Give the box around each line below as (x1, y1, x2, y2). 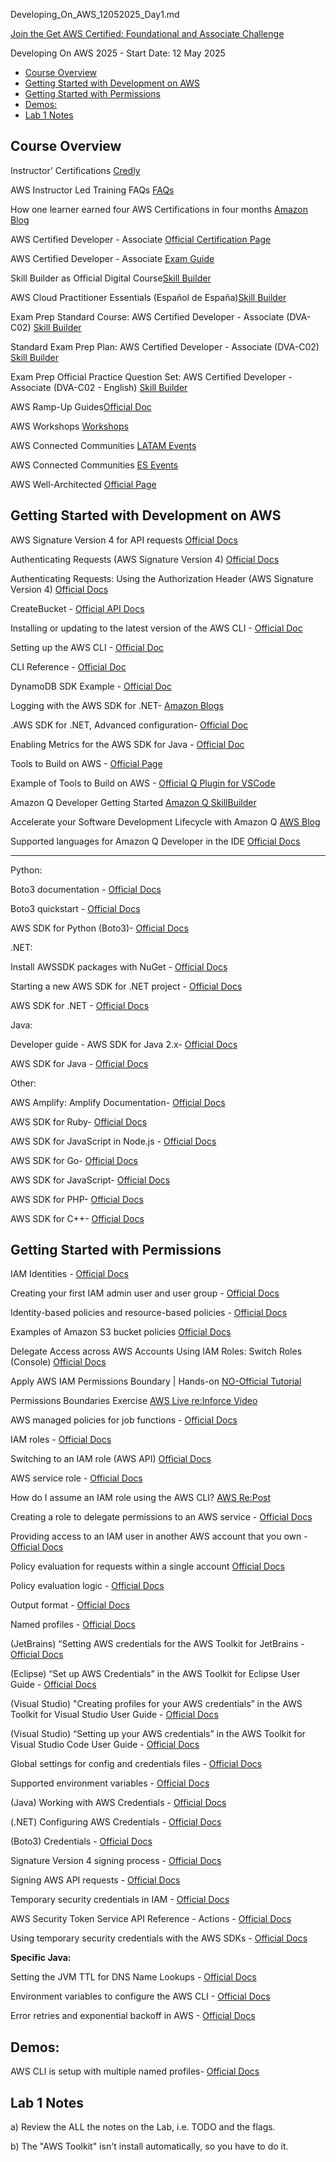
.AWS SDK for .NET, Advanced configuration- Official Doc (10, 719, 249, 731)
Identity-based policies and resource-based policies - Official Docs (10, 1307, 288, 1319)
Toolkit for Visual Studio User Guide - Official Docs (10, 1709, 219, 1721)
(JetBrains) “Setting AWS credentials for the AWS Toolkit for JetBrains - (10, 1638, 305, 1650)
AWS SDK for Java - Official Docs (10, 1057, 149, 1069)
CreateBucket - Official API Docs (10, 602, 145, 614)
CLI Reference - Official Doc (10, 660, 127, 673)
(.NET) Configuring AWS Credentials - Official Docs (10, 1816, 222, 1828)
